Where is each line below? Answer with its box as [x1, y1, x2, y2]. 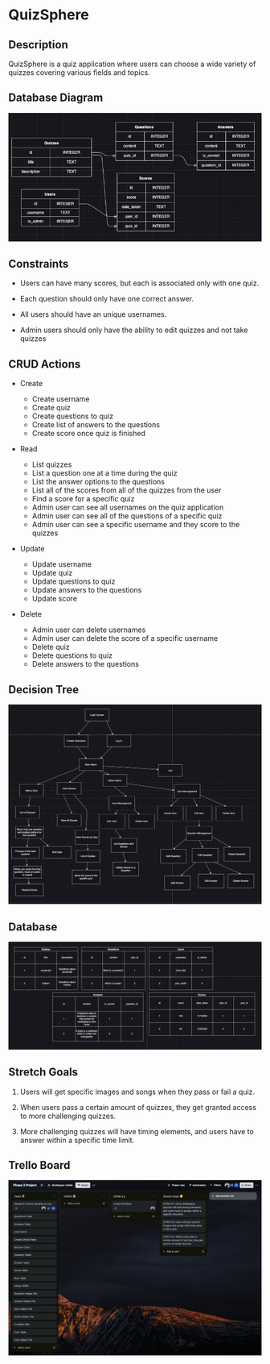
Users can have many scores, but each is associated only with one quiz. [19, 278, 260, 288]
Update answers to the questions [31, 585, 142, 595]
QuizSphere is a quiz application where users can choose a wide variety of [8, 59, 256, 69]
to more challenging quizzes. [19, 1111, 117, 1121]
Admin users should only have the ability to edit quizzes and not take [19, 325, 248, 335]
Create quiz [31, 403, 71, 413]
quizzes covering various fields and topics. [8, 68, 150, 77]
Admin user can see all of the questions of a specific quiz [31, 511, 223, 521]
